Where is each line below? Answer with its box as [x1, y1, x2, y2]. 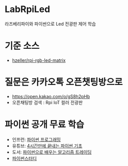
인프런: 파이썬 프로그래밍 [12, 136, 61, 142]
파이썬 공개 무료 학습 [5, 119, 84, 130]
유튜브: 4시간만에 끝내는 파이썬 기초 [12, 142, 83, 149]
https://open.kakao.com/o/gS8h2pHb [12, 93, 90, 99]
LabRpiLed [5, 4, 50, 15]
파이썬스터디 [12, 155, 37, 161]
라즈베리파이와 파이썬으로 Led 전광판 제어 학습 [5, 21, 96, 27]
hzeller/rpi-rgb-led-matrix [12, 57, 66, 63]
